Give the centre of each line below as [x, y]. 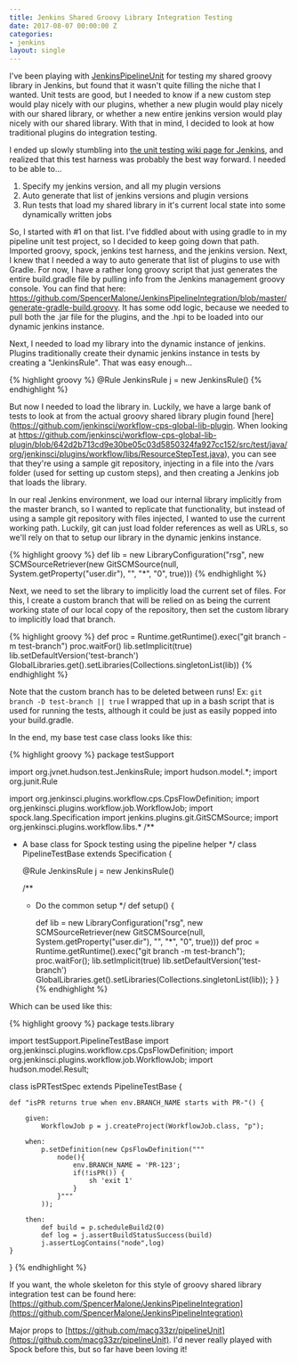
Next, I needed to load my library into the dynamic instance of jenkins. [137, 344]
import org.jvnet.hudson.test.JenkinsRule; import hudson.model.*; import [143, 772]
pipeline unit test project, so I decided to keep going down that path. [134, 241]
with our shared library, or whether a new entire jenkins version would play [146, 114]
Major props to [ [39, 1330]
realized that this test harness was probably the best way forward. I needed [148, 159]
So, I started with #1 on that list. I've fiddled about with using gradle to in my [148, 232]
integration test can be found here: [72, 1294]
